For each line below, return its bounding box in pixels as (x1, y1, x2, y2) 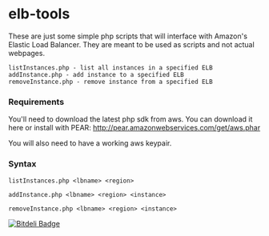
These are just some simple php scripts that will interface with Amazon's (8, 31, 248, 41)
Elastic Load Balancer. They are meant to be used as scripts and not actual (8, 39, 255, 49)
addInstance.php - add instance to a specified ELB (8, 70, 184, 78)
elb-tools (8, 5, 70, 23)
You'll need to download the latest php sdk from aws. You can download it (8, 114, 253, 124)
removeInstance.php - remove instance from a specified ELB (8, 78, 214, 86)
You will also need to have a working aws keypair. (8, 138, 172, 148)
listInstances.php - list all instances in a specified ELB (8, 63, 214, 72)
